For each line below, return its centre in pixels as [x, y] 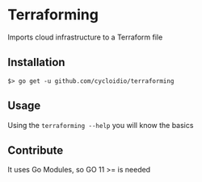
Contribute [36, 150]
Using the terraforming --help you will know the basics [101, 125]
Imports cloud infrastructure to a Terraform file [85, 37]
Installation [36, 62]
